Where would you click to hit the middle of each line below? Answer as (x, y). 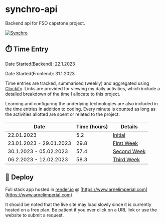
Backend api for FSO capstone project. (45, 23)
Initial (119, 135)
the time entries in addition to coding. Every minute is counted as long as (80, 109)
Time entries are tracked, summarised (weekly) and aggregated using (77, 83)
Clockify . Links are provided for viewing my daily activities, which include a (83, 88)
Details (129, 126)
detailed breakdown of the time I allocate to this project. (63, 94)
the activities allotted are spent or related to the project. (63, 114)
